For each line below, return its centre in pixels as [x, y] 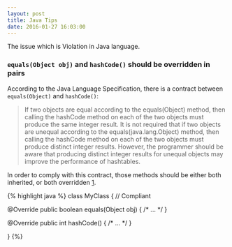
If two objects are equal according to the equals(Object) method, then [125, 110]
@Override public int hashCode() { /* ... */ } [70, 223]
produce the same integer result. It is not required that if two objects [123, 124]
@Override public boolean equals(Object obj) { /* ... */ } [87, 209]
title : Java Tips [32, 20]
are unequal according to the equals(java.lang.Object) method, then [122, 132]
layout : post [26, 14]
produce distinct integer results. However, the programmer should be [124, 147]
